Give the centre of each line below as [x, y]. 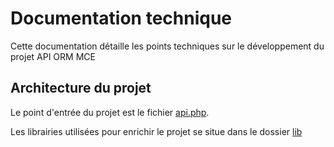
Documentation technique [121, 18]
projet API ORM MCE [53, 56]
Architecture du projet [81, 88]
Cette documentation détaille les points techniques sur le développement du [167, 46]
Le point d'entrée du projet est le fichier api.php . [110, 112]
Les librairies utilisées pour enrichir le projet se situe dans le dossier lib [156, 131]
